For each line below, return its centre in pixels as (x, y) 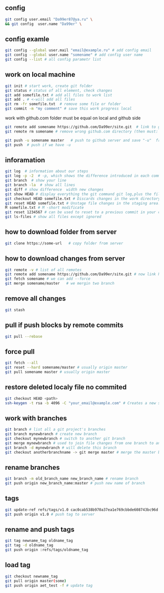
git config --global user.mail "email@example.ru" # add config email (78, 50)
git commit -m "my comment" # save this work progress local (69, 109)
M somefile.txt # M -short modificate (44, 208)
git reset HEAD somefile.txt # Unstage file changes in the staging (76, 203)
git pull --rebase (24, 336)
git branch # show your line (36, 180)
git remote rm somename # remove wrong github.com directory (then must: (82, 132)
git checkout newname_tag (31, 576)
